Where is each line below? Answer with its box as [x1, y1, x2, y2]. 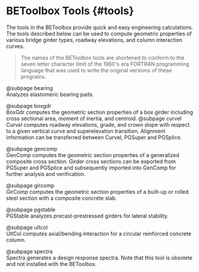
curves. [6, 43, 25, 50]
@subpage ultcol [6, 223, 48, 231]
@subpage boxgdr [6, 102, 52, 109]
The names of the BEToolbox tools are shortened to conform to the [20, 54, 185, 61]
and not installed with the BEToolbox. [6, 260, 97, 267]
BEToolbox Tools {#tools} [6, 4, 134, 18]
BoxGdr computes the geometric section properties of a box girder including [6, 108, 193, 116]
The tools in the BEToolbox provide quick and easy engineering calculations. [6, 24, 193, 31]
